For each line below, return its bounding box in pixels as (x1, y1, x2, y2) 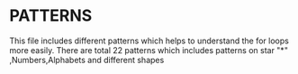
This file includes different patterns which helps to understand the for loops (9, 35, 290, 46)
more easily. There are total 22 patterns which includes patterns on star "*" (9, 44, 288, 55)
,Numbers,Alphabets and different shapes (9, 54, 165, 65)
